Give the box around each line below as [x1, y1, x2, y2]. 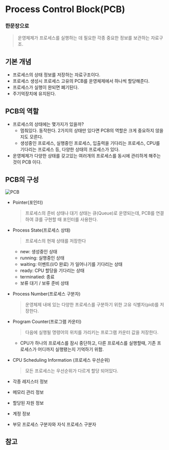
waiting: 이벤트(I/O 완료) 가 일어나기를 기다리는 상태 [20, 261, 123, 267]
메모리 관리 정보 [12, 389, 44, 395]
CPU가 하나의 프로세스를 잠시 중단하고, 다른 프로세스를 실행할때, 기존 [20, 340, 156, 346]
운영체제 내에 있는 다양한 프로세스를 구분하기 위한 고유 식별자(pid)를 [25, 301, 159, 307]
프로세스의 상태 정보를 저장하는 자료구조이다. [12, 72, 101, 78]
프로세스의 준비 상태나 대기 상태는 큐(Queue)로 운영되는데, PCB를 [25, 210, 155, 216]
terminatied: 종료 [20, 273, 54, 279]
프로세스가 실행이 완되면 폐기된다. [12, 84, 79, 90]
